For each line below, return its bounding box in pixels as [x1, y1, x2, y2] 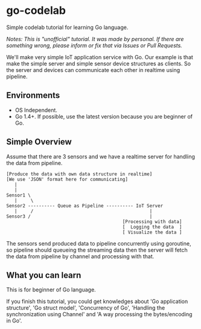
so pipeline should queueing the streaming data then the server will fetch [6, 246, 188, 253]
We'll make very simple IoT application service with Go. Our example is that [6, 53, 193, 60]
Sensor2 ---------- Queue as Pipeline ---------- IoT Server [6, 203, 164, 209]
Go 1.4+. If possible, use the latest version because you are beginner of [14, 112, 193, 120]
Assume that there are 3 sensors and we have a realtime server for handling [6, 152, 195, 160]
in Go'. [6, 317, 22, 324]
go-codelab [6, 4, 66, 18]
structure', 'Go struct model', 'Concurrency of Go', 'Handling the [6, 304, 165, 311]
